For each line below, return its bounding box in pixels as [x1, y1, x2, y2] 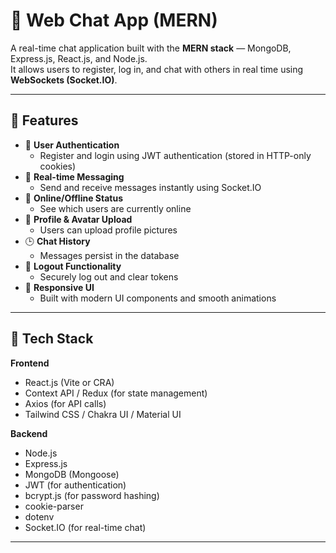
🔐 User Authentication [24, 139, 120, 151]
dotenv [24, 510, 55, 523]
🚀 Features [10, 112, 79, 129]
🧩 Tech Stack [10, 330, 94, 348]
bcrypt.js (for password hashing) [24, 489, 160, 501]
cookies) [39, 160, 77, 172]
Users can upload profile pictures [39, 224, 178, 236]
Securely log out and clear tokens [39, 270, 179, 283]
